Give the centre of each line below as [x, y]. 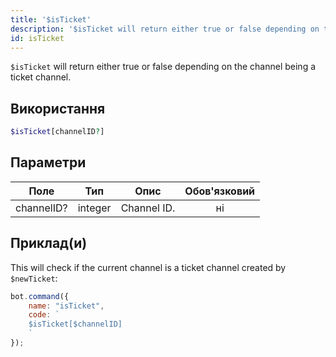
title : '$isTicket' [51, 19]
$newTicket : [34, 278]
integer [94, 208]
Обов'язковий [220, 191]
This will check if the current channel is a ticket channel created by [148, 267]
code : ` [44, 315]
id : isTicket [37, 38]
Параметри [48, 162]
